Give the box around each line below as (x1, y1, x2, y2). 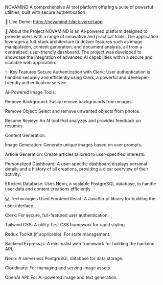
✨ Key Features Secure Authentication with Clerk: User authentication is (5, 69, 151, 75)
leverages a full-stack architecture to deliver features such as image (5, 39, 143, 45)
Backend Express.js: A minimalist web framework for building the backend (5, 241, 155, 246)
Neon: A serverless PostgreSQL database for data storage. (5, 256, 124, 261)
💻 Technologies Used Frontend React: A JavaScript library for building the (5, 196, 156, 201)
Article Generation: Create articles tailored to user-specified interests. (5, 151, 146, 157)
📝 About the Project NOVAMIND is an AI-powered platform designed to (5, 28, 148, 34)
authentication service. (22, 80, 68, 85)
